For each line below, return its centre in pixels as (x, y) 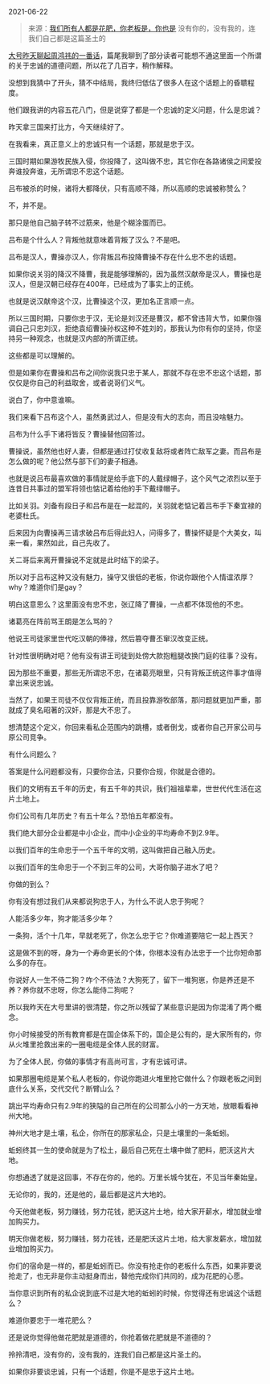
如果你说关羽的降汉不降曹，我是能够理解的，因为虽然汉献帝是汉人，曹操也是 (135, 274)
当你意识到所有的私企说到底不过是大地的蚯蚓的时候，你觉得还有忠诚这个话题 (135, 1293)
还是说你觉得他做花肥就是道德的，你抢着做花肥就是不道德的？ (110, 1337)
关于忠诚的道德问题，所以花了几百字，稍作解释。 (96, 65)
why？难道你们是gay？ (46, 587)
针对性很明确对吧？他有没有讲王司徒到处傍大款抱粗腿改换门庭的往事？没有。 (135, 655)
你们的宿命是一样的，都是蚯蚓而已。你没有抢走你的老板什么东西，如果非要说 (135, 1266)
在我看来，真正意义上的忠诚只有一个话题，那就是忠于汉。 (103, 144)
